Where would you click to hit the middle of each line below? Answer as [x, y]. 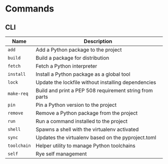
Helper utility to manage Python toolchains [86, 146]
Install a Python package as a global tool [83, 74]
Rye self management [61, 154]
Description [98, 41]
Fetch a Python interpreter [66, 66]
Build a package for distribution [72, 58]
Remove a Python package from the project [87, 113]
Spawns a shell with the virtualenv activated [87, 129]
